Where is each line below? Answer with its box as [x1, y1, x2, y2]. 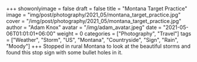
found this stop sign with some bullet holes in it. [6, 49, 123, 56]
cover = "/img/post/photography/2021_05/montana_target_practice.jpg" [6, 18, 182, 24]
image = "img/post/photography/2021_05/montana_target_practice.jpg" [6, 11, 181, 18]
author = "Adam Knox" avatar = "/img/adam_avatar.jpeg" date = [6, 24, 162, 31]
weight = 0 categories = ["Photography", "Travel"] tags [56, 30, 192, 37]
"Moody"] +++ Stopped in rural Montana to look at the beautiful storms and [6, 43, 191, 50]
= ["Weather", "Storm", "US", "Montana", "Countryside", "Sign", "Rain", [6, 37, 179, 43]
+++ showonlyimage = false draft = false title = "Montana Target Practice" [6, 5, 188, 12]
